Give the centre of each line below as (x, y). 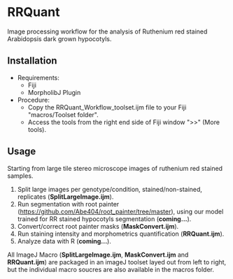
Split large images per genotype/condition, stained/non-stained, (110, 189)
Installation (32, 61)
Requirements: (38, 77)
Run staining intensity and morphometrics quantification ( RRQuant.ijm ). (121, 234)
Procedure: (34, 100)
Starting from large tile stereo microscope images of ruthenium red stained (115, 168)
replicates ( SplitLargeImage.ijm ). (65, 197)
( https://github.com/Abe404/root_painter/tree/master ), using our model (120, 211)
